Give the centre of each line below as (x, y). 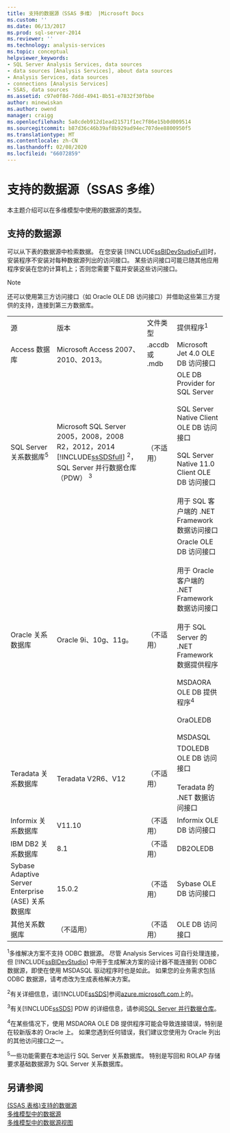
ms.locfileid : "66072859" (44, 154)
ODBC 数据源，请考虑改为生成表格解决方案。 (71, 979)
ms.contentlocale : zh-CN (42, 141)
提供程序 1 (193, 327)
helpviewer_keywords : (38, 58)
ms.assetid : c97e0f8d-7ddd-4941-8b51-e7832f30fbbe (81, 97)
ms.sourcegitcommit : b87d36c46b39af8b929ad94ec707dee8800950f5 (99, 128)
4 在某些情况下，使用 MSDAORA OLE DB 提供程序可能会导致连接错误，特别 (112, 1023)
